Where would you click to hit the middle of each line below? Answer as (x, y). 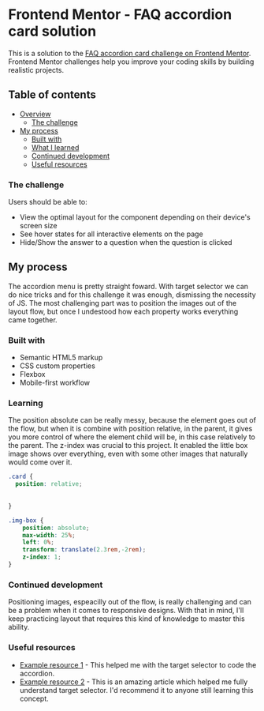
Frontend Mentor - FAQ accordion (120, 15)
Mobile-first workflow (55, 383)
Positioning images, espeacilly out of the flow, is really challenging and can (130, 602)
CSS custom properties (58, 366)
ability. (19, 627)
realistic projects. (36, 70)
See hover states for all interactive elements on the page (111, 234)
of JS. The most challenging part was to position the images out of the (123, 303)
